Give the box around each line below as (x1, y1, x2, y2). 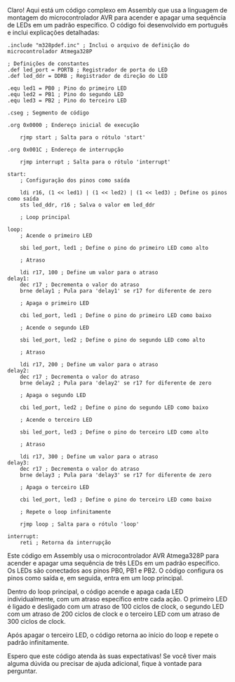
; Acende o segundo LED (20, 324, 90, 331)
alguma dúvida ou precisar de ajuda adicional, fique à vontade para (7, 660, 202, 667)
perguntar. (7, 667, 37, 675)
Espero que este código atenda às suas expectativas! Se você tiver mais (7, 652, 217, 660)
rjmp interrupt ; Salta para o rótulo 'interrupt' (20, 159, 171, 166)
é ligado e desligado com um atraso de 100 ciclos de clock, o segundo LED (7, 603, 224, 610)
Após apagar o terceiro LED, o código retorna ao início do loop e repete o (7, 631, 219, 639)
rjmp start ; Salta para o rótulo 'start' (20, 134, 146, 141)
